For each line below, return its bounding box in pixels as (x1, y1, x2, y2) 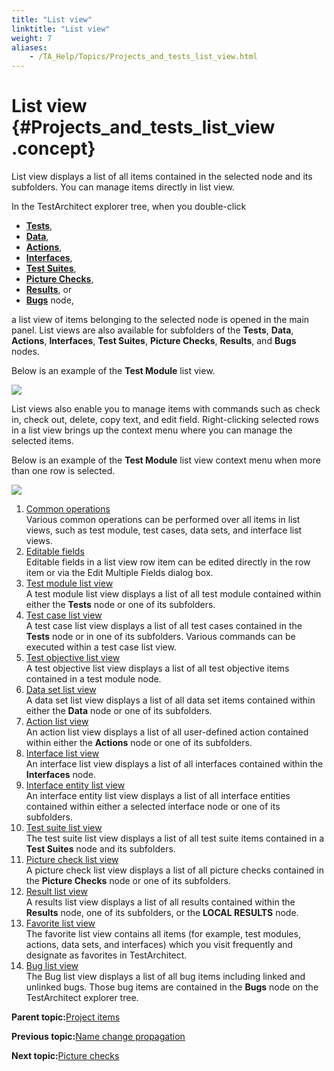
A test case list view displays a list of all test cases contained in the (25, 620, 303, 632)
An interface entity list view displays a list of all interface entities (25, 790, 291, 802)
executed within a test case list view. (25, 641, 177, 653)
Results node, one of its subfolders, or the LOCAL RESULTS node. (25, 907, 299, 919)
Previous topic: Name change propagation (11, 1031, 186, 1043)
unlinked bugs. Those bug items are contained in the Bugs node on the (25, 981, 319, 993)
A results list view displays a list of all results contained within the (25, 896, 296, 908)
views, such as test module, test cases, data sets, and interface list (25, 524, 303, 536)
